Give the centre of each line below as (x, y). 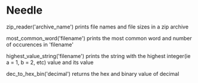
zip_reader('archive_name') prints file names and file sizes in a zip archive (98, 27)
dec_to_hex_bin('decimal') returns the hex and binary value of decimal (93, 74)
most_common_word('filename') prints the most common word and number (99, 38)
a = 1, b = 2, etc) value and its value (50, 62)
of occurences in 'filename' (40, 44)
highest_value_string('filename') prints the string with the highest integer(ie (98, 56)
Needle (25, 10)
